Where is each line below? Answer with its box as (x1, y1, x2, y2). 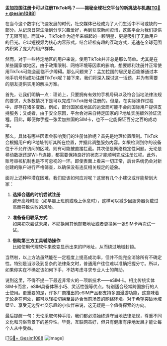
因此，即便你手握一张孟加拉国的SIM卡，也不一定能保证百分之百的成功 (13, 116, 157, 122)
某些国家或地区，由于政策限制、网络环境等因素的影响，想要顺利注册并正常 (5, 62, 158, 68)
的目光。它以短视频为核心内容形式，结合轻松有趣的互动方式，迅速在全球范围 (5, 39, 162, 45)
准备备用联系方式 (12, 215, 48, 220)
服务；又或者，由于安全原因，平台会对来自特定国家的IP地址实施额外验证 (9, 110, 158, 116)
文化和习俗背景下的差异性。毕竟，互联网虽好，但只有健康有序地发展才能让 (5, 319, 158, 325)
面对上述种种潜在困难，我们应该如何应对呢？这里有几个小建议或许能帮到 (5, 175, 153, 180)
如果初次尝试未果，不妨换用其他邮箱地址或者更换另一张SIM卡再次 (12, 221, 147, 227)
